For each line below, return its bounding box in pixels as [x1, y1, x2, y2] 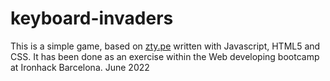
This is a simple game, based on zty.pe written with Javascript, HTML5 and [10, 40, 321, 52]
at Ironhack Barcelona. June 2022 [10, 61, 150, 73]
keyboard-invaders [10, 7, 174, 30]
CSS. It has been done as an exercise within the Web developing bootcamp [10, 50, 320, 62]
